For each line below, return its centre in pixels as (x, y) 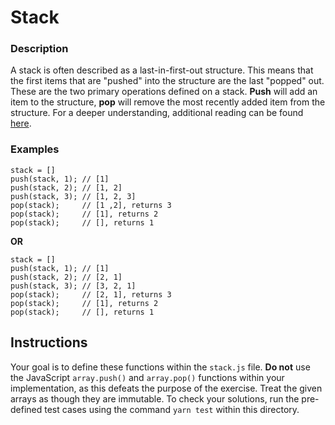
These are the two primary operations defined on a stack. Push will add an (164, 92)
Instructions (49, 342)
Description (39, 49)
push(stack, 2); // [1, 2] (66, 187)
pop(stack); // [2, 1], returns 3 (91, 294)
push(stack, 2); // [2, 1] (66, 277)
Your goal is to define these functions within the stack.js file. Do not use (160, 367)
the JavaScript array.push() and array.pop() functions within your (147, 377)
